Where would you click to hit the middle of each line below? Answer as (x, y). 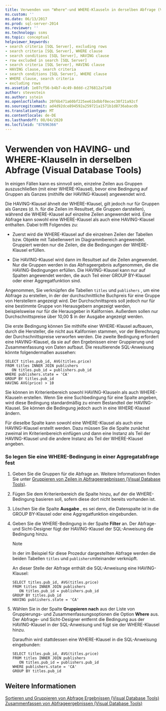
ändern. (13, 413)
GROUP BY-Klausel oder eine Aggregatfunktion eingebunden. (75, 514)
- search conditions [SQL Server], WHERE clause (56, 74)
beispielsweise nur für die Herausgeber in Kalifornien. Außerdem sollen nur (82, 311)
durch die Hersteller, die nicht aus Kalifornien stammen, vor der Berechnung (83, 331)
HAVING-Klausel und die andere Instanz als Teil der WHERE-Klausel (74, 439)
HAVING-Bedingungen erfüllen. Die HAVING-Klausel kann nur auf (79, 270)
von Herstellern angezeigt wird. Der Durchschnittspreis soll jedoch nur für (80, 301)
